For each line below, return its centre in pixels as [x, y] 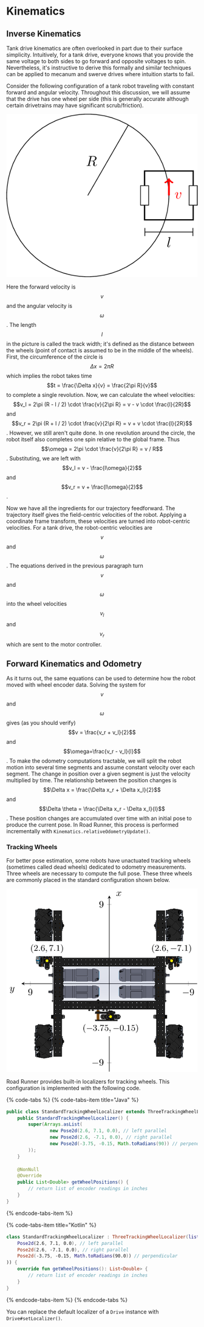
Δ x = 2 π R [102, 366]
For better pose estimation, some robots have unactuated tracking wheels [99, 860]
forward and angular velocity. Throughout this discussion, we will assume [98, 92]
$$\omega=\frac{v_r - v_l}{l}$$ [102, 751]
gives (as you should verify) [41, 723]
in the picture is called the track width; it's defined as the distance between [100, 344]
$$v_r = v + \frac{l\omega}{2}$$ [102, 487]
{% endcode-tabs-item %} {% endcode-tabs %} [67, 1300]
